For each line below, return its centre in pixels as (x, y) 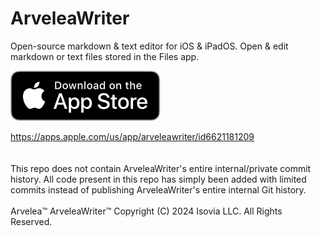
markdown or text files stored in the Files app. (105, 56)
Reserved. (31, 221)
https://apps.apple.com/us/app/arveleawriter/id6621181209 (132, 136)
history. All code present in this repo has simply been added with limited (158, 179)
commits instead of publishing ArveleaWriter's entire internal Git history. (158, 189)
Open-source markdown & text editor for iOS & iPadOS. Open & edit (149, 46)
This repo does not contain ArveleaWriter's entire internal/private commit (161, 168)
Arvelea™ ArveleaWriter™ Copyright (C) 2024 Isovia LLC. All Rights (146, 211)
